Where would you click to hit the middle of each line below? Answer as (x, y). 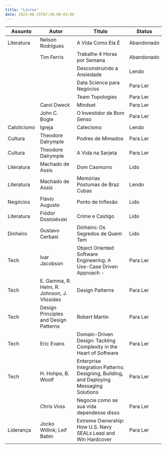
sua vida (87, 406)
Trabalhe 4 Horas (97, 54)
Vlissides (50, 299)
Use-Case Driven (97, 267)
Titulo (101, 31)
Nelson (48, 39)
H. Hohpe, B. (55, 373)
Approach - (90, 272)
